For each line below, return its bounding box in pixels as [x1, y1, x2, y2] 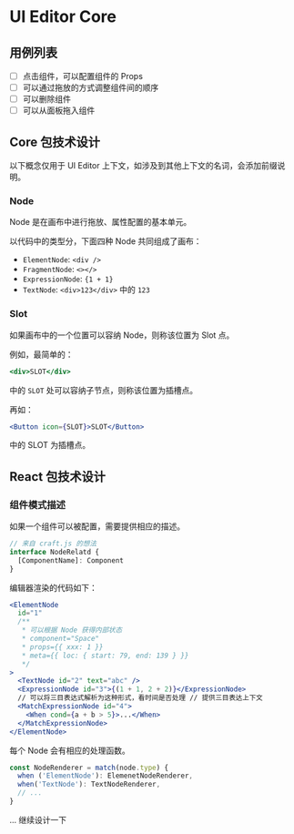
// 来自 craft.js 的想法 [9, 539, 97, 548]
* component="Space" [21, 635, 100, 644]
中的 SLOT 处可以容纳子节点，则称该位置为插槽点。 [9, 384, 198, 395]
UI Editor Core [9, 6, 117, 27]
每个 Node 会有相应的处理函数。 [9, 745, 130, 756]
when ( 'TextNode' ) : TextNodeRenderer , [17, 780, 161, 789]
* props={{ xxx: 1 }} [21, 642, 104, 652]
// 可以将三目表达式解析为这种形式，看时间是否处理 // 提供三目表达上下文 [17, 694, 263, 703]
